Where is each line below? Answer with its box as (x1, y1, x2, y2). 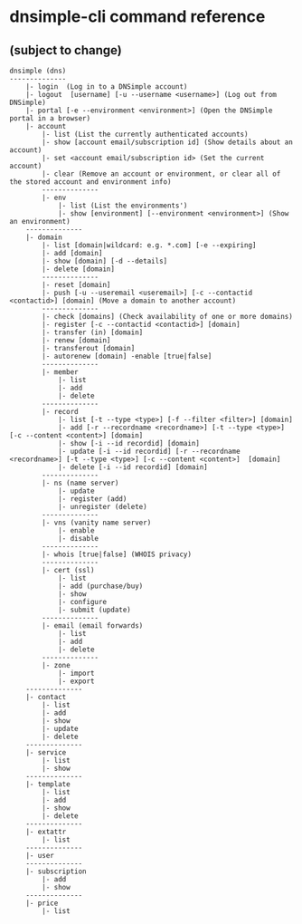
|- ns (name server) (42, 478, 119, 487)
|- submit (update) (57, 605, 131, 614)
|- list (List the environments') (57, 201, 188, 210)
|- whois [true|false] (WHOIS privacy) (42, 550, 193, 559)
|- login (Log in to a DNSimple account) (25, 82, 188, 91)
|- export (57, 677, 95, 686)
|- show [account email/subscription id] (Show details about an (42, 138, 294, 147)
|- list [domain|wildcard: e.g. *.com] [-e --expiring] (42, 241, 257, 250)
